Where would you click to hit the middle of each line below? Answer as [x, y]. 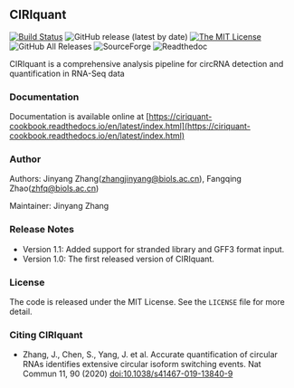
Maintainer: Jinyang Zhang [59, 206]
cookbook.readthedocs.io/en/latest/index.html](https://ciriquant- [130, 127]
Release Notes [42, 230]
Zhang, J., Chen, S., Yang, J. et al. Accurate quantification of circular [150, 355]
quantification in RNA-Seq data [67, 73]
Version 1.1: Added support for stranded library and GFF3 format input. [153, 249]
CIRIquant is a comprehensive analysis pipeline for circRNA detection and [147, 63]
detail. [21, 312]
